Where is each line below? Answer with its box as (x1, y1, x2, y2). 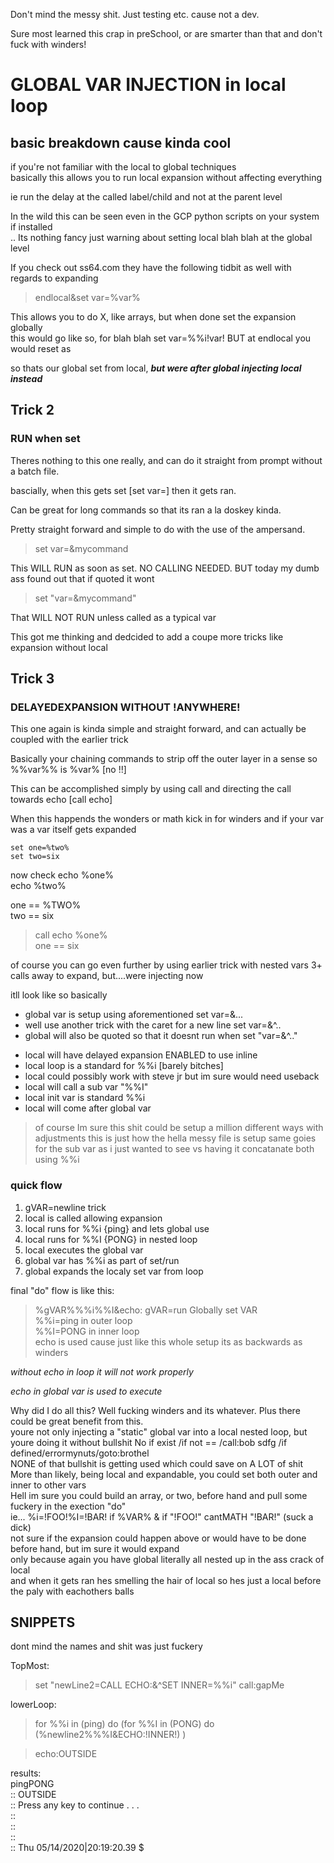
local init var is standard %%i (24, 1092, 146, 1104)
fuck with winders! (10, 39, 87, 50)
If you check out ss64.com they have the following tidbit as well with (10, 262, 292, 273)
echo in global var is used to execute (10, 1385, 163, 1397)
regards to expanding (10, 272, 99, 284)
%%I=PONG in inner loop (34, 1325, 140, 1337)
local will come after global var (24, 1102, 152, 1114)
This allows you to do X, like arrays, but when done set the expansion (10, 311, 297, 323)
